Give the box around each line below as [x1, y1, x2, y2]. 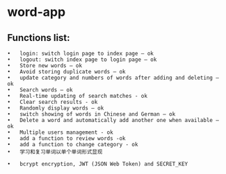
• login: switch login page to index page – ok [7, 50, 154, 57]
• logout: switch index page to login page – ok [7, 56, 157, 63]
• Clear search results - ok [7, 98, 98, 105]
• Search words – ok [7, 87, 73, 94]
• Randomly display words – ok [7, 105, 104, 112]
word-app [7, 4, 66, 20]
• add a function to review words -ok [7, 135, 127, 142]
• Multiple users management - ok [7, 129, 113, 136]
